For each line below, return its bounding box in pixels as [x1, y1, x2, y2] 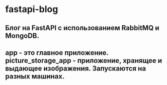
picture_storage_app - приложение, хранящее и [5, 56, 162, 65]
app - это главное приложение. [5, 48, 109, 57]
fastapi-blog [5, 4, 58, 15]
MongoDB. [5, 31, 39, 40]
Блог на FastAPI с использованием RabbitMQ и [5, 24, 159, 32]
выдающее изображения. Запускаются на [5, 64, 146, 72]
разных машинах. [5, 72, 65, 80]
